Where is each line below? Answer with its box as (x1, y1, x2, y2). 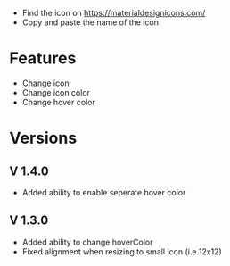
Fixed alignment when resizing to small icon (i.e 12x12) (21, 245, 223, 257)
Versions (9, 129, 78, 148)
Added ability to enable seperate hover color (21, 187, 186, 197)
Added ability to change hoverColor (21, 237, 153, 247)
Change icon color (21, 87, 91, 97)
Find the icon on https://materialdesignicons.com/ (21, 8, 206, 18)
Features (9, 48, 77, 69)
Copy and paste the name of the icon (21, 17, 159, 28)
